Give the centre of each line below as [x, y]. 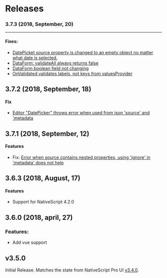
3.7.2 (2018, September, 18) [48, 89]
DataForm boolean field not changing [50, 68]
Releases [24, 9]
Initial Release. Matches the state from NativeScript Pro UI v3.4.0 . [72, 270]
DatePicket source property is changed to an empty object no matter [83, 52]
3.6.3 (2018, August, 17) [43, 178]
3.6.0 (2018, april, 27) [39, 217]
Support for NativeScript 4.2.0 [43, 202]
